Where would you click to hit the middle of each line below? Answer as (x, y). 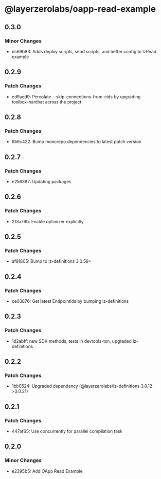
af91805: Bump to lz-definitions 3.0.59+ (52, 261)
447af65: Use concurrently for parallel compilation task (67, 431)
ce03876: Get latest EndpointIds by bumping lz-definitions (70, 301)
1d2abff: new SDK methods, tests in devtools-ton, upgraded (72, 341)
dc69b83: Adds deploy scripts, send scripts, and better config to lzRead (84, 51)
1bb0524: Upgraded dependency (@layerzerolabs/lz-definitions (75, 386)
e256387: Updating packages (41, 181)
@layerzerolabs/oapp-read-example (80, 9)
